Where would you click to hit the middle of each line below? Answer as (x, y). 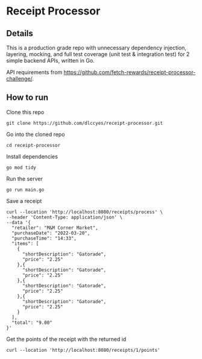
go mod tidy (21, 167)
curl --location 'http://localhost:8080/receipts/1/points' (84, 350)
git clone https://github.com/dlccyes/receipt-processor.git (85, 123)
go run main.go (25, 190)
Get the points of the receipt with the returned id (66, 339)
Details (20, 33)
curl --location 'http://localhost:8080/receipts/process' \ (85, 212)
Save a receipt (24, 201)
